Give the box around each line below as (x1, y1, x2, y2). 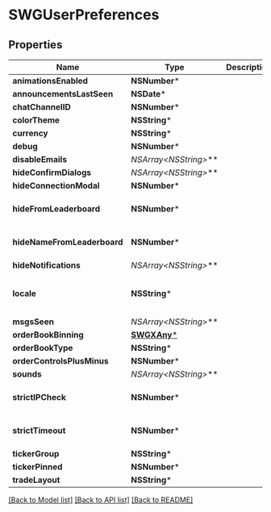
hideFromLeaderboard (12, 203, 101, 214)
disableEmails (12, 154, 67, 164)
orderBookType (12, 343, 73, 353)
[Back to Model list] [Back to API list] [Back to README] (8, 495, 194, 505)
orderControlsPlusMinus (12, 356, 109, 366)
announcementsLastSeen (12, 89, 114, 99)
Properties (8, 38, 63, 52)
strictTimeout (12, 425, 66, 436)
